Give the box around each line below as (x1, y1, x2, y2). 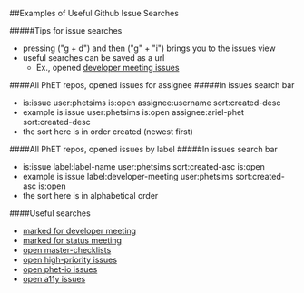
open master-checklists (22, 245, 112, 255)
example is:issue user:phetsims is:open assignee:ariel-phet (22, 107, 245, 117)
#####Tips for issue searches (9, 25, 123, 35)
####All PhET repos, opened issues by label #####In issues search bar (9, 144, 279, 154)
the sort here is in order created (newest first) (22, 126, 193, 137)
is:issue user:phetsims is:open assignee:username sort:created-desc (22, 97, 281, 108)
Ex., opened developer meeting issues (35, 63, 180, 73)
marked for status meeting (22, 235, 123, 246)
